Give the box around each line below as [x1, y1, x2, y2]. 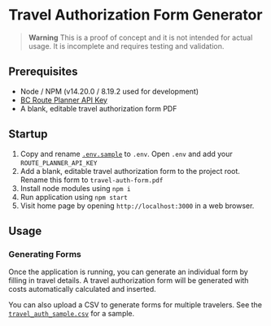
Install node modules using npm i [20, 183, 131, 193]
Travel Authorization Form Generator [8, 6, 263, 24]
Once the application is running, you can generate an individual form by [8, 267, 248, 277]
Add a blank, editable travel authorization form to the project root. [20, 166, 240, 176]
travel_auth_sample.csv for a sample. [8, 309, 135, 319]
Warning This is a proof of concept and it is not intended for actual [28, 33, 253, 42]
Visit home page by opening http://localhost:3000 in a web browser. [20, 201, 255, 211]
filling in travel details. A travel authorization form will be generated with [8, 276, 249, 285]
